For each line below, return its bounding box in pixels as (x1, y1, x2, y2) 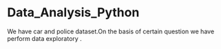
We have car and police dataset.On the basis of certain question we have (7, 27, 215, 35)
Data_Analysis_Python (7, 5, 140, 20)
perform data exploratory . (7, 34, 83, 42)
